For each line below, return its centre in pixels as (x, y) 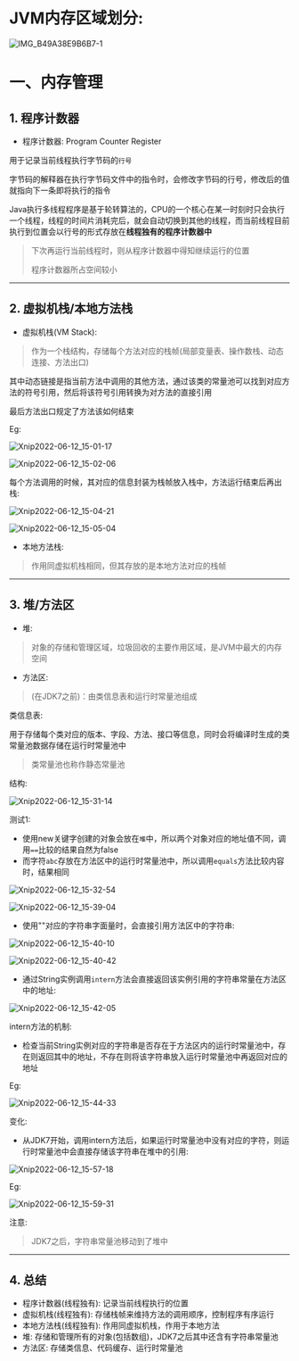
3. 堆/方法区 (42, 605)
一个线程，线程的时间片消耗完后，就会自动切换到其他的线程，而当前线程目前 (149, 220)
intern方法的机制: (41, 1026)
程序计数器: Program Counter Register (92, 141)
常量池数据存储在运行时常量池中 (68, 745)
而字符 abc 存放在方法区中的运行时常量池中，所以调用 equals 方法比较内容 (153, 860)
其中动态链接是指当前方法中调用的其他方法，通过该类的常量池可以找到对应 (145, 381)
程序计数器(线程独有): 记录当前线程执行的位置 (105, 1303)
